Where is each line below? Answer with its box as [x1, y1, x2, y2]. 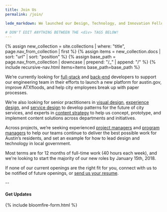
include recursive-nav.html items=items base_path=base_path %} [5, 64, 140, 70]
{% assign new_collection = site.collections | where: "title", [5, 43, 125, 50]
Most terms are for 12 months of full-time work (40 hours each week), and [5, 150, 158, 156]
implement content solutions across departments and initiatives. [5, 115, 136, 121]
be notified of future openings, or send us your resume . [5, 170, 119, 176]
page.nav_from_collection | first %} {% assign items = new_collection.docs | [5, 49, 161, 54]
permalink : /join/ [5, 12, 43, 17]
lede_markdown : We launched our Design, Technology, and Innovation [5, 21, 150, 26]
